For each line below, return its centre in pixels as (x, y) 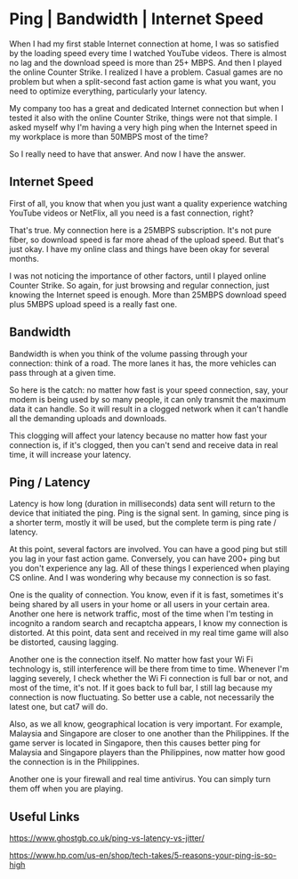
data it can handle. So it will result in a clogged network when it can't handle (149, 409)
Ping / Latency (50, 482)
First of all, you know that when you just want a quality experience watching (148, 203)
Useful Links (44, 816)
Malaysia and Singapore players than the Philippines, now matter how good (147, 753)
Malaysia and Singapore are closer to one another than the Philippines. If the (149, 734)
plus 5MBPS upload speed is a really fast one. (93, 304)
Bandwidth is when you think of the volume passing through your (129, 354)
